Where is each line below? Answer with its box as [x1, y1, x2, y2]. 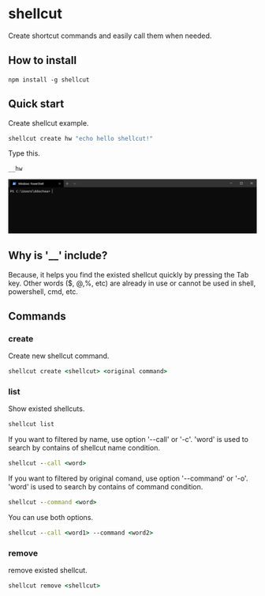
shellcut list [8, 421, 55, 428]
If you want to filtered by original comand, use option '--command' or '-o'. [8, 473, 248, 483]
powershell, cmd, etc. [8, 286, 79, 296]
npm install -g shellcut [8, 76, 90, 84]
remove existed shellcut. [8, 566, 88, 575]
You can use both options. [8, 513, 93, 522]
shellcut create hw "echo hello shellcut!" [8, 134, 154, 142]
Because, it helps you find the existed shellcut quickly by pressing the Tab [8, 270, 249, 279]
